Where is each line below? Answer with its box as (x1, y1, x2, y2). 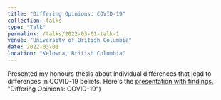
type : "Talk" (7, 23, 46, 30)
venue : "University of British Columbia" (7, 37, 133, 44)
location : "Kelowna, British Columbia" (7, 50, 126, 57)
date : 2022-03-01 (7, 43, 59, 50)
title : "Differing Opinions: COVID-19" (7, 10, 126, 18)
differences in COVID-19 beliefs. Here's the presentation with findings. (7, 77, 214, 85)
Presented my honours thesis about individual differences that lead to (7, 69, 212, 78)
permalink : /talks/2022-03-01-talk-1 (7, 30, 120, 38)
